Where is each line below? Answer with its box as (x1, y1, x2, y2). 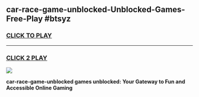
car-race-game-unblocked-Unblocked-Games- (6, 5, 185, 15)
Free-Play (6, 14, 43, 24)
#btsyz (44, 14, 71, 24)
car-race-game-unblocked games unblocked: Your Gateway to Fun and (6, 78, 185, 85)
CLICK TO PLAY (6, 32, 52, 40)
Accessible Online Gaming (6, 84, 73, 91)
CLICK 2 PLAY (6, 53, 47, 62)
